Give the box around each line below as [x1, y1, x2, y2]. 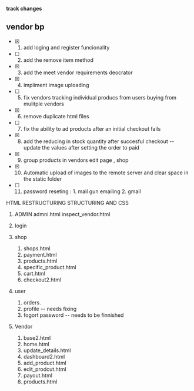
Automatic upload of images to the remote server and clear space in [23, 169, 189, 176]
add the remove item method [23, 56, 94, 64]
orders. [23, 299, 41, 306]
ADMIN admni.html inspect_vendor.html [14, 210, 111, 217]
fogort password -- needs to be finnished [23, 312, 124, 319]
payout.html [23, 372, 53, 379]
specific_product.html [23, 263, 76, 270]
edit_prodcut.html [23, 365, 66, 373]
